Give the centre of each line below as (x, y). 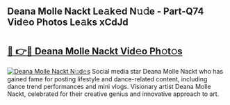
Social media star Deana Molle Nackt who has (158, 71)
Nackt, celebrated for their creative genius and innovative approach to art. (113, 94)
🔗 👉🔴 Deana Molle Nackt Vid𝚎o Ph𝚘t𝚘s (95, 51)
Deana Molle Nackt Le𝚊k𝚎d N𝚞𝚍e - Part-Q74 (106, 11)
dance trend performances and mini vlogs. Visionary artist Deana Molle (109, 87)
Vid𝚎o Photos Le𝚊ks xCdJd (68, 23)
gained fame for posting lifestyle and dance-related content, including (107, 79)
